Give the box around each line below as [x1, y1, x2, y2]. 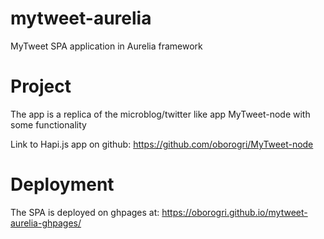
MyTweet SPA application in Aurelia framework [10, 40, 203, 52]
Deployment [10, 173, 115, 196]
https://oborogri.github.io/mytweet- [161, 206, 308, 218]
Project [10, 75, 72, 98]
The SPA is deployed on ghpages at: [10, 206, 160, 218]
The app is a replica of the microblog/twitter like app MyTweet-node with [10, 108, 311, 120]
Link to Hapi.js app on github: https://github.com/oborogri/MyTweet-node [10, 138, 314, 150]
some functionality [10, 118, 87, 131]
